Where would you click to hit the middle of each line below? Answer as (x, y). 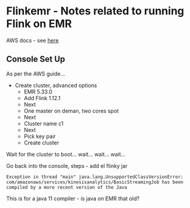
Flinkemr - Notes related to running (95, 11)
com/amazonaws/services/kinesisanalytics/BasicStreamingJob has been (95, 182)
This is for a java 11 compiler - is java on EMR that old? (73, 198)
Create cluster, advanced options (56, 85)
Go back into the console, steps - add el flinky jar (67, 165)
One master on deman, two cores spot (71, 111)
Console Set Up (36, 59)
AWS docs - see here (32, 40)
